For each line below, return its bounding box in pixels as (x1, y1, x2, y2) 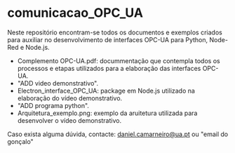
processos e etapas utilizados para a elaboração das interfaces (17, 64, 201, 72)
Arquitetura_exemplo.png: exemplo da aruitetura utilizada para (17, 109, 198, 117)
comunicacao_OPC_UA (7, 5, 144, 21)
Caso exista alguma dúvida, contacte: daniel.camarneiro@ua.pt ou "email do (7, 130, 229, 138)
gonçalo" (7, 137, 34, 145)
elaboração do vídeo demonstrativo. (17, 93, 123, 102)
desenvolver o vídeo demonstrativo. (17, 116, 121, 124)
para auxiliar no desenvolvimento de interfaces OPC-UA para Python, (7, 35, 208, 44)
